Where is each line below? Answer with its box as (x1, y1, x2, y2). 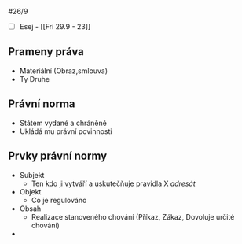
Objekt (19, 187, 42, 196)
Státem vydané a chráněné (19, 118, 108, 128)
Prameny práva (8, 45, 84, 58)
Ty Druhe (19, 74, 49, 83)
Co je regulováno (31, 195, 87, 205)
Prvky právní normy (8, 150, 108, 163)
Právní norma (8, 98, 76, 111)
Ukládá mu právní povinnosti (19, 126, 112, 136)
